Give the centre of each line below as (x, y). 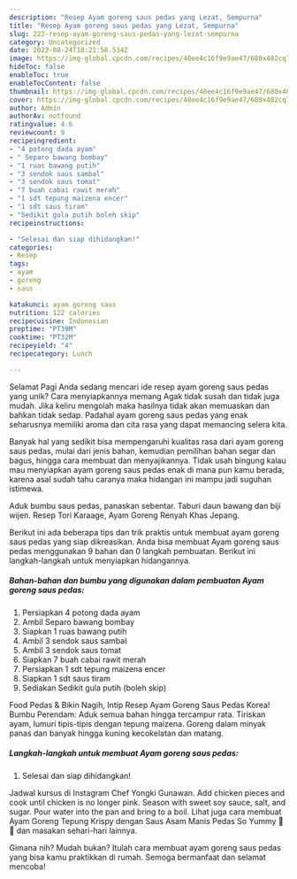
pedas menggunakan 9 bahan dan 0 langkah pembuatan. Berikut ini (133, 551)
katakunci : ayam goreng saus (63, 305)
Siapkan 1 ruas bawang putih (74, 631)
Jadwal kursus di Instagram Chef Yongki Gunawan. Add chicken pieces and (147, 792)
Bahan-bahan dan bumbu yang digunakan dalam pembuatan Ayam (137, 581)
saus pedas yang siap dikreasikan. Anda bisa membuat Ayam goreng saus (145, 542)
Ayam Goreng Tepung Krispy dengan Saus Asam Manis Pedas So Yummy (143, 821)
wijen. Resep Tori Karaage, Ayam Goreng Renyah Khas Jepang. (125, 515)
